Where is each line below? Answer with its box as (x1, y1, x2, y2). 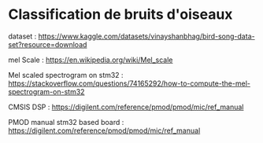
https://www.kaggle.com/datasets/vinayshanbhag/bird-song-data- (38, 31, 255, 41)
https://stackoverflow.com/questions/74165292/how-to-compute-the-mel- (8, 79, 250, 88)
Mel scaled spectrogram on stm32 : (8, 70, 124, 79)
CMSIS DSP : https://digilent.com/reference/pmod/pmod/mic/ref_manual (8, 102, 244, 112)
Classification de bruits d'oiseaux (8, 5, 233, 24)
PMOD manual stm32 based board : (8, 117, 124, 126)
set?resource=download (8, 39, 87, 49)
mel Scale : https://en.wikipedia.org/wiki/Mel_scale (8, 55, 173, 64)
